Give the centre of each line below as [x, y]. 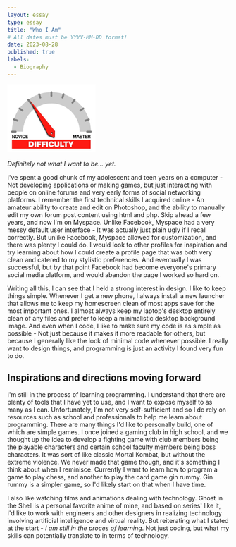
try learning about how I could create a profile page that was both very [110, 252]
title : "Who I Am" [34, 30]
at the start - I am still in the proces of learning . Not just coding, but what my [118, 528]
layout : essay [28, 15]
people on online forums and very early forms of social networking [104, 192]
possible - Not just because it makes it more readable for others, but [106, 333]
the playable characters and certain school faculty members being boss [112, 447]
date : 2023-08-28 [33, 45]
